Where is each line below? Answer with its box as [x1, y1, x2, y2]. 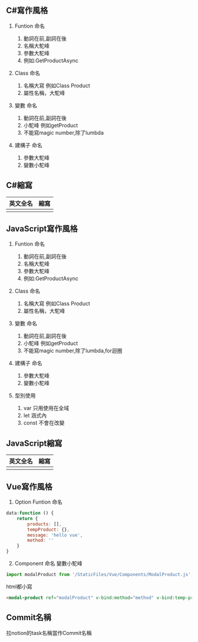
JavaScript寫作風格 [6, 224, 78, 234]
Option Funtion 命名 [14, 498, 63, 505]
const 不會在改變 [23, 419, 65, 426]
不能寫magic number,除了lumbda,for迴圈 [23, 347, 123, 355]
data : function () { [6, 510, 54, 517]
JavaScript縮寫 [6, 438, 63, 448]
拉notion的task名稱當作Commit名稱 [6, 629, 93, 636]
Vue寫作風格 [6, 482, 53, 492]
